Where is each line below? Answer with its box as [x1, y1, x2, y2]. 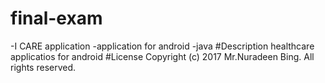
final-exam [10, 7, 103, 30]
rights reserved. [10, 61, 77, 73]
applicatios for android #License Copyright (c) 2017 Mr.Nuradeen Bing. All [10, 50, 315, 62]
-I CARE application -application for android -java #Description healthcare [10, 40, 315, 52]
